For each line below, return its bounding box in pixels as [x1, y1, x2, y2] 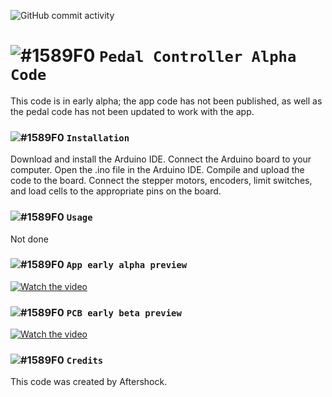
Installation [66, 132, 130, 144]
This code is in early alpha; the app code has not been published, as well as [10, 95, 323, 107]
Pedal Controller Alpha [99, 48, 297, 67]
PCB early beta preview [66, 307, 182, 319]
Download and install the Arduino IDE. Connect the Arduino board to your [10, 153, 312, 165]
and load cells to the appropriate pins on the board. [10, 185, 222, 197]
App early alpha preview [66, 260, 188, 271]
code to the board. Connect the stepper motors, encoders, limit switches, [10, 175, 313, 187]
